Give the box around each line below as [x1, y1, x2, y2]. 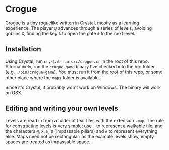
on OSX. [5, 89, 23, 96]
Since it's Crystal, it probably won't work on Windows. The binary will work [5, 84, 161, 90]
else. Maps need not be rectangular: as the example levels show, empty [5, 133, 154, 139]
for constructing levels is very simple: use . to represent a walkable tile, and [5, 123, 163, 129]
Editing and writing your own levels [5, 104, 118, 113]
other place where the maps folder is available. [5, 74, 100, 81]
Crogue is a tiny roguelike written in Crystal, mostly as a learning [5, 20, 140, 26]
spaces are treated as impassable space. [5, 139, 91, 145]
